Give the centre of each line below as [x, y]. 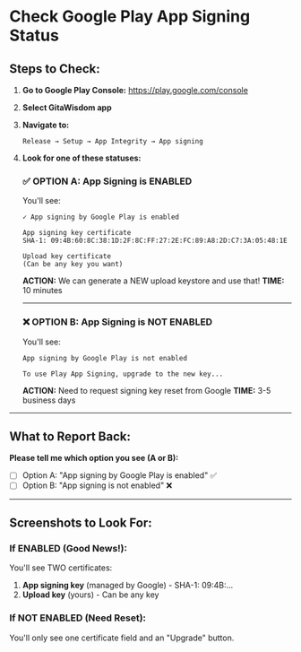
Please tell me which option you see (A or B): [94, 458]
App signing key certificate [77, 233]
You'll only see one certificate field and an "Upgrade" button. [122, 638]
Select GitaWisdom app [67, 108]
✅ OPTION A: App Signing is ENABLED [107, 181]
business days [49, 400]
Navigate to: [46, 125]
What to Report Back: [70, 436]
